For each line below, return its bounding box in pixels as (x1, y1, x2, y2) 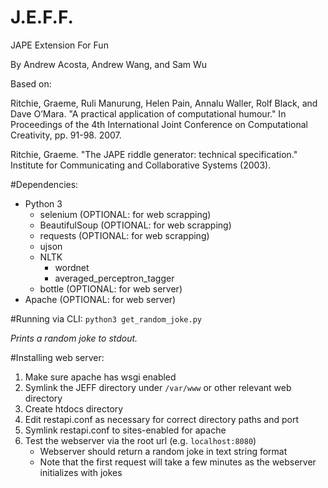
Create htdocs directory (24, 402, 124, 415)
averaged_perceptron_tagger (54, 272, 175, 284)
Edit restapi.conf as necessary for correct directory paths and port (24, 413, 299, 425)
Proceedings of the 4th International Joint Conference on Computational (10, 118, 308, 130)
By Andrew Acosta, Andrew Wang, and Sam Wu (10, 58, 208, 70)
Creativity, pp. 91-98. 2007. (10, 129, 122, 141)
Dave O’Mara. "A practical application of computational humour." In (10, 107, 287, 120)
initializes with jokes (39, 466, 123, 478)
